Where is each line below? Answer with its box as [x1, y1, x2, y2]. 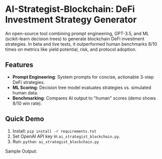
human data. [12, 89, 38, 95]
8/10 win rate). [12, 100, 42, 106]
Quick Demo [5, 115, 44, 123]
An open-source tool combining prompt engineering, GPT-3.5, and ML [5, 30, 150, 36]
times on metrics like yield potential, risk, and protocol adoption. [5, 46, 137, 52]
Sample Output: [5, 148, 37, 154]
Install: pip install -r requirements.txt [12, 128, 97, 134]
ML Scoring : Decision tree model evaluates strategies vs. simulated [12, 84, 151, 90]
